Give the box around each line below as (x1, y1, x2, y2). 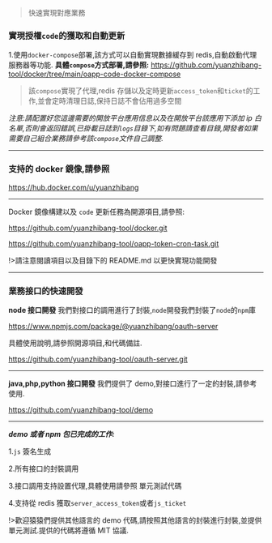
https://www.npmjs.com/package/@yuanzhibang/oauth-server (8, 321, 219, 331)
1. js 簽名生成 (8, 446, 51, 456)
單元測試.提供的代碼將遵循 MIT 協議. (8, 525, 130, 535)
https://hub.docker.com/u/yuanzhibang (8, 182, 139, 192)
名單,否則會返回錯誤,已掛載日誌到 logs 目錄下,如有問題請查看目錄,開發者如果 (8, 123, 258, 133)
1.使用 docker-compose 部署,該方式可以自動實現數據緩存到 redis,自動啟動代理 (8, 50, 257, 60)
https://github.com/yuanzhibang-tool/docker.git (8, 223, 168, 233)
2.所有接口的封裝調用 (8, 464, 79, 473)
